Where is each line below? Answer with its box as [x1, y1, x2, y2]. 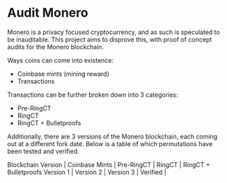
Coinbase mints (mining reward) [17, 70, 110, 78]
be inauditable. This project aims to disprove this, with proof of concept [7, 35, 212, 43]
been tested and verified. [7, 147, 79, 155]
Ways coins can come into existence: [7, 56, 114, 64]
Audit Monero [7, 5, 88, 21]
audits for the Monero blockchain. [7, 42, 104, 51]
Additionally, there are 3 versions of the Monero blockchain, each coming [7, 132, 218, 141]
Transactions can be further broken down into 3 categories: [7, 90, 179, 99]
